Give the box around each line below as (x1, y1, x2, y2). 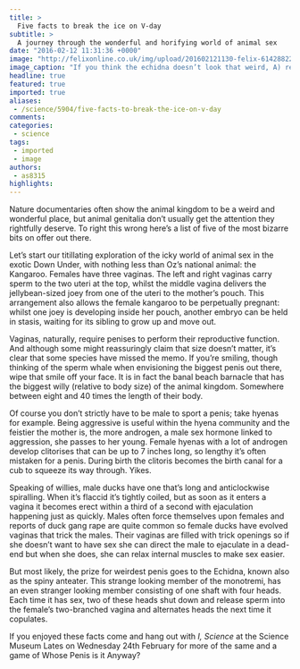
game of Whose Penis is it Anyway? (9, 650, 141, 661)
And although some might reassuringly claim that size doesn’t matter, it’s (9, 343, 277, 354)
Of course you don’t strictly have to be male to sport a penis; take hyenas (9, 408, 279, 419)
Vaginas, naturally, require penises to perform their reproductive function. (9, 334, 279, 344)
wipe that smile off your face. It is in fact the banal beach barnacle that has (9, 372, 285, 383)
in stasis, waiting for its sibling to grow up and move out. (9, 317, 217, 327)
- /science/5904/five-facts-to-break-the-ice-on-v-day (12, 105, 221, 114)
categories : (9, 122, 54, 131)
